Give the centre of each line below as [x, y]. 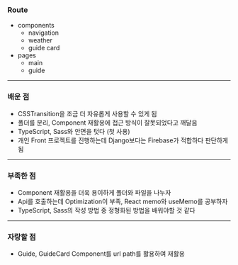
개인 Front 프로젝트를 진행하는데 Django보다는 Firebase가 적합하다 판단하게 [123, 140]
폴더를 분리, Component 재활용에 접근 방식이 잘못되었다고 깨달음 [107, 123]
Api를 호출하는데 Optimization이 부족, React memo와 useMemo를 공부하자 [123, 201]
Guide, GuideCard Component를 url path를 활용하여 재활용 [101, 254]
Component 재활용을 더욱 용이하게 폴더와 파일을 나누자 [94, 192]
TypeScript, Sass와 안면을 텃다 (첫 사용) [74, 131]
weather [40, 40]
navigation [43, 33]
